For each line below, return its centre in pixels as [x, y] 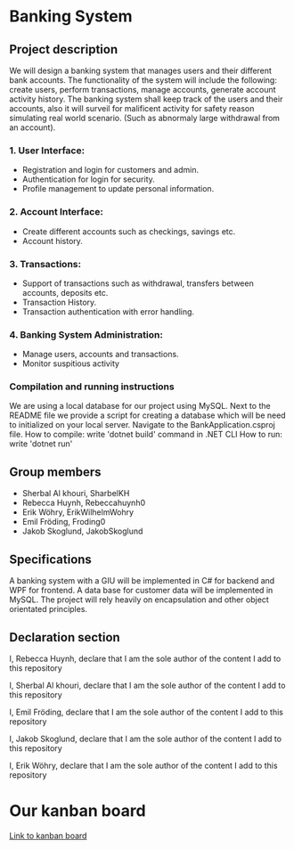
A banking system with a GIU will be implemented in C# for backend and [142, 581]
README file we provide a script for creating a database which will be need [148, 415]
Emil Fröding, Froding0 [64, 522]
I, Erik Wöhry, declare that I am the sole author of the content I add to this [143, 765]
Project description [64, 49]
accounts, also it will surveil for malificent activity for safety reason [132, 108]
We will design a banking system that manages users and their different [140, 70]
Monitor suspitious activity [71, 363]
